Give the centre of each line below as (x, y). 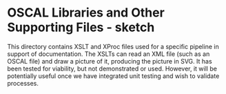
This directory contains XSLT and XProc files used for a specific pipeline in (113, 46)
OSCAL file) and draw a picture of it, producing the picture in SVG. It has (110, 61)
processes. (23, 83)
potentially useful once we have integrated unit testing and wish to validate (113, 76)
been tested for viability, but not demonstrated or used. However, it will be (112, 68)
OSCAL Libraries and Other (86, 13)
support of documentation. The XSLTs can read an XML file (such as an (109, 54)
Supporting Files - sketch (81, 27)
